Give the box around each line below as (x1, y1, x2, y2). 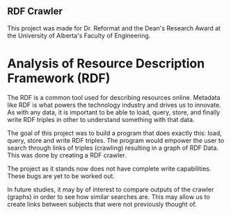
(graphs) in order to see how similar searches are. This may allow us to (7, 192, 210, 200)
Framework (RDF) (7, 71, 111, 86)
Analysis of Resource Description (7, 55, 205, 71)
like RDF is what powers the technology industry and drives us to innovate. (7, 101, 221, 109)
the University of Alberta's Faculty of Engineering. (7, 31, 151, 40)
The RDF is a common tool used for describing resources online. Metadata (7, 93, 221, 101)
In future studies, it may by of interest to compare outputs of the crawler (7, 185, 214, 193)
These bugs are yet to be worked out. (7, 171, 115, 180)
